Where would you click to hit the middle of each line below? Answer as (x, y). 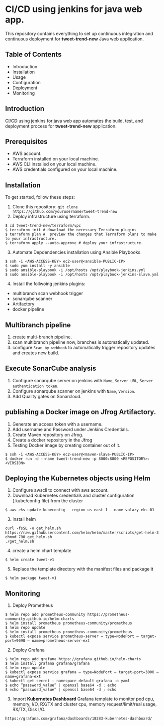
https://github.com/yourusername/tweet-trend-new (65, 212)
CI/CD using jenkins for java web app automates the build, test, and (74, 121)
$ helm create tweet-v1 (30, 560)
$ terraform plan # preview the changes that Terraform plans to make (81, 234)
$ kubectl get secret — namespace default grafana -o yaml (68, 681)
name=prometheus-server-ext (61, 641)
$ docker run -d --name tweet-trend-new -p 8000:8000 (62, 459)
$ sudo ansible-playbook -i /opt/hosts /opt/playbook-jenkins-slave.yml (82, 275)
